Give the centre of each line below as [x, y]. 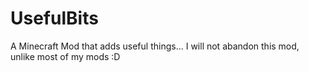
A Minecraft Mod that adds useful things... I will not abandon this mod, [155, 46]
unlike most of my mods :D [65, 56]
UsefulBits [54, 18]
